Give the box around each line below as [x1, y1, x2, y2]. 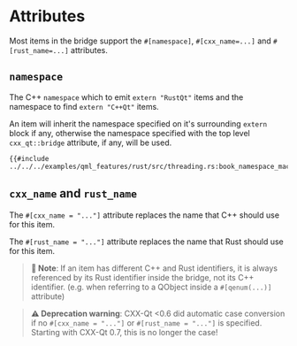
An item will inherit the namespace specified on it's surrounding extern [9, 118, 268, 129]
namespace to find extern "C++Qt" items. [9, 101, 159, 111]
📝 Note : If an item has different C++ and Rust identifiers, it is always [30, 263, 278, 273]
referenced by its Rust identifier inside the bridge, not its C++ [30, 272, 255, 282]
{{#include [9, 154, 49, 163]
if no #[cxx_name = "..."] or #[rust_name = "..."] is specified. [30, 317, 263, 328]
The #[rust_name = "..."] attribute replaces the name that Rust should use [9, 236, 285, 247]
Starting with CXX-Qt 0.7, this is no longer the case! [30, 327, 218, 337]
